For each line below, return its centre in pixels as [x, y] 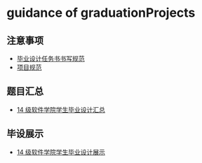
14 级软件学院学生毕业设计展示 [61, 152]
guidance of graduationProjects [101, 13]
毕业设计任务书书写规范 [50, 58]
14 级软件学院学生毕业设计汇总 [61, 109]
